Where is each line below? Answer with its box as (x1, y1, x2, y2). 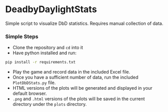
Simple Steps (5, 33, 39, 40)
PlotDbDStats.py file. (12, 80, 56, 86)
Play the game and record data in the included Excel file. (12, 69, 131, 75)
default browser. (12, 90, 47, 97)
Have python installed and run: (12, 50, 77, 56)
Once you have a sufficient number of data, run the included (12, 74, 139, 81)
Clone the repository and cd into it (12, 45, 83, 51)
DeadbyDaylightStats (5, 4, 97, 15)
